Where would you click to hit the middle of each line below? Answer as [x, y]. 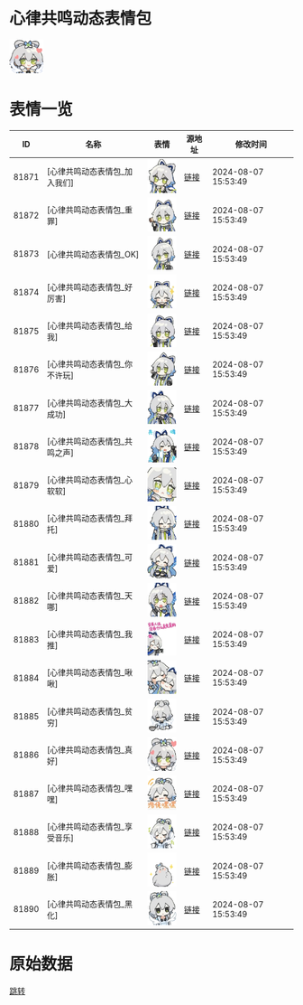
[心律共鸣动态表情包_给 [90, 325]
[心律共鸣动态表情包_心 [90, 480]
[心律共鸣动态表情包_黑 [90, 904]
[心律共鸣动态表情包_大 [90, 402]
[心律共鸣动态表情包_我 [90, 634]
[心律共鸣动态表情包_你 [90, 364]
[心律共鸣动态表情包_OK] [93, 254]
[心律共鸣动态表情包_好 [90, 286]
